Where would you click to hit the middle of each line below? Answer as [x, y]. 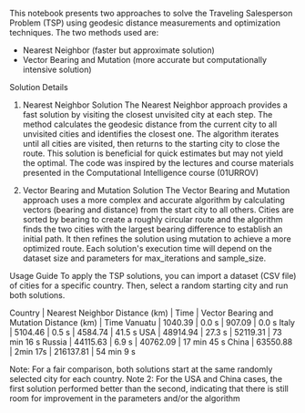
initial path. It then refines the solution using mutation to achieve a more [157, 239]
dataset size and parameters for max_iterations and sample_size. [144, 258]
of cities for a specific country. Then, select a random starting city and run [149, 285]
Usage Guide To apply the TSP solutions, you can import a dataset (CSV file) [153, 276]
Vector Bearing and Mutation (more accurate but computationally [144, 60]
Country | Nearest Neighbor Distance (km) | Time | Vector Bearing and [142, 313]
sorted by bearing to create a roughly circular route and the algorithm [152, 219]
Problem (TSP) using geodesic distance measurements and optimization [145, 23]
